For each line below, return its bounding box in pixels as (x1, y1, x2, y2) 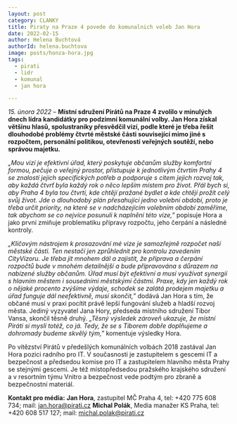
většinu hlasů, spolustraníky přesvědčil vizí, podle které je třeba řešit (8, 122, 214, 131)
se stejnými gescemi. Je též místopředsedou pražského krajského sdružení (8, 365, 226, 373)
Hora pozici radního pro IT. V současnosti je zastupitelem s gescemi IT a (8, 350, 217, 359)
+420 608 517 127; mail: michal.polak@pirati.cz (8, 409, 145, 417)
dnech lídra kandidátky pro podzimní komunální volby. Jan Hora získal (8, 115, 217, 124)
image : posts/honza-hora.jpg (8, 50, 94, 57)
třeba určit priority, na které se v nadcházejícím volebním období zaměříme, (8, 203, 228, 212)
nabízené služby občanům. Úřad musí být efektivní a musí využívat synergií (8, 269, 228, 278)
